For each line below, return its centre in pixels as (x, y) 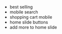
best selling (21, 7)
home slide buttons (29, 22)
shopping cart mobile (31, 17)
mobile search (24, 12)
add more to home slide (33, 27)
